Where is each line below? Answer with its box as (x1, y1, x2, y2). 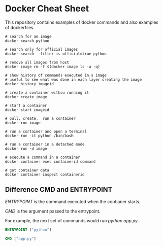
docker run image (5, 120, 41, 125)
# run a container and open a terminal (5, 129, 87, 134)
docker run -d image (5, 146, 48, 151)
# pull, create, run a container (5, 116, 76, 121)
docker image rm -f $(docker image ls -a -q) (5, 64, 100, 69)
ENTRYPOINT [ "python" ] (5, 227, 52, 232)
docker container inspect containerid (5, 172, 85, 177)
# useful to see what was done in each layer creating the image (5, 77, 142, 82)
